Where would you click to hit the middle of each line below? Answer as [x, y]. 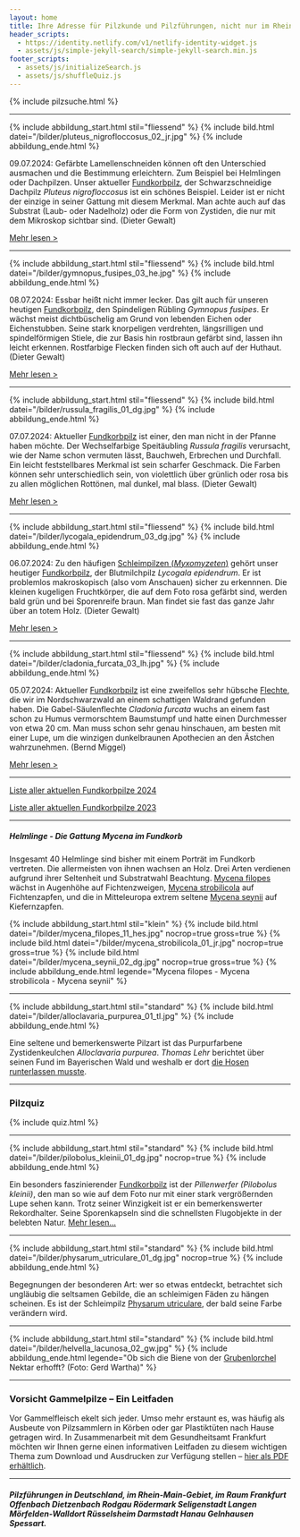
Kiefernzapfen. [37, 906]
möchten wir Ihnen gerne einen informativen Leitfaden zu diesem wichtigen [148, 1447]
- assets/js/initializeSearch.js [79, 68]
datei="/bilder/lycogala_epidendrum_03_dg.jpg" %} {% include [125, 536]
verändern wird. [39, 1313]
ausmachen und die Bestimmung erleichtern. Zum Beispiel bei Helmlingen [145, 173]
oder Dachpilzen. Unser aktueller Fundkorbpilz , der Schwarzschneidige [141, 182]
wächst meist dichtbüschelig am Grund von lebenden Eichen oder [130, 318]
